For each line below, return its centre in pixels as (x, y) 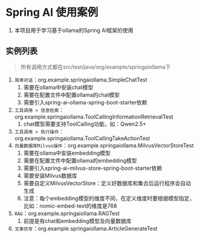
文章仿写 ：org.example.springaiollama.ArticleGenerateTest (86, 228)
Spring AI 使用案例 (52, 12)
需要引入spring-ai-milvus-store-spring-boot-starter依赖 (93, 168)
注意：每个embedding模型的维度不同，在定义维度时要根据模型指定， (109, 198)
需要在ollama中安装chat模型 (58, 87)
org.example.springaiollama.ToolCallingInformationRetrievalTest (94, 117)
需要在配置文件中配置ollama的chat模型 (72, 95)
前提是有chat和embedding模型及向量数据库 (77, 220)
